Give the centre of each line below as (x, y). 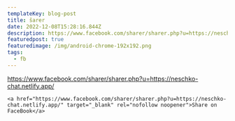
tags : (15, 53)
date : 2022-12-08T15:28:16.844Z (54, 26)
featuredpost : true (36, 40)
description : (26, 33)
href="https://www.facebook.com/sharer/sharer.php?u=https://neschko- (122, 99)
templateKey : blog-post (42, 14)
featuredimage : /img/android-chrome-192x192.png (79, 46)
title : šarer (26, 20)
